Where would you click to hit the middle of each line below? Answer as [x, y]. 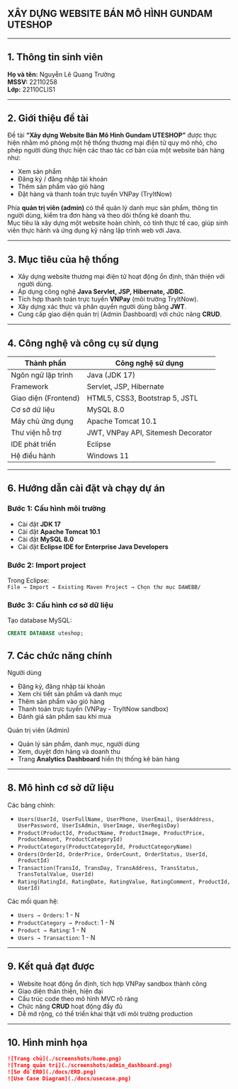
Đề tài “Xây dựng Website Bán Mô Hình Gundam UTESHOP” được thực [112, 135]
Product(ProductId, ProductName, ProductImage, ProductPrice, [111, 833]
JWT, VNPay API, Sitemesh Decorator [149, 432]
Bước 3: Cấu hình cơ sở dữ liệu [60, 605]
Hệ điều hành [33, 456]
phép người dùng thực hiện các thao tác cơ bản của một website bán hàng [116, 150]
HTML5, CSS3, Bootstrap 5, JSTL [142, 398]
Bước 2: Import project [47, 565]
